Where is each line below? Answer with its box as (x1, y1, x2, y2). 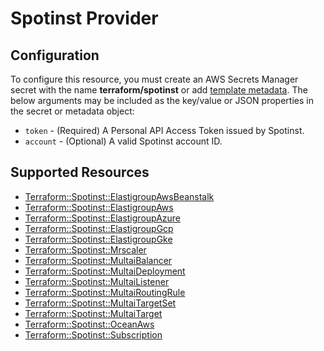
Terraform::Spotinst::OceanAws (24, 318, 155, 330)
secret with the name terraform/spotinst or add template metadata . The (10, 84, 308, 96)
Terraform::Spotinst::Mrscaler (24, 243, 147, 256)
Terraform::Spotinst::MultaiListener (24, 275, 170, 287)
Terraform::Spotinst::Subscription (24, 328, 163, 341)
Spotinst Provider (10, 7, 159, 30)
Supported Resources (10, 164, 150, 181)
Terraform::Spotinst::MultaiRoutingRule (24, 286, 186, 298)
